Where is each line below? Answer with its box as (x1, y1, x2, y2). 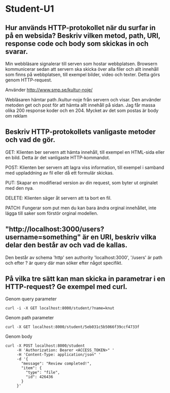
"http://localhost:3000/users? (5, 225, 105, 234)
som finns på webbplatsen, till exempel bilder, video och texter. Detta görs (5, 72, 160, 77)
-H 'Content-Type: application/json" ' (16, 352, 101, 357)
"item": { (21, 366, 42, 371)
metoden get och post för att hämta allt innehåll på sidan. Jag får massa (5, 102, 156, 108)
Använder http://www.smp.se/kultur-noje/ (5, 87, 93, 93)
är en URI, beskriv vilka (82, 233, 156, 242)
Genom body (5, 333, 32, 340)
